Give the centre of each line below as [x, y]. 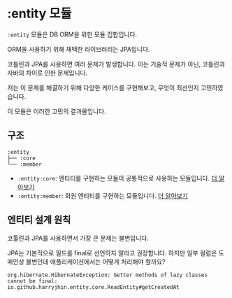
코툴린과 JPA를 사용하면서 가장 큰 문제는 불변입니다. [78, 238]
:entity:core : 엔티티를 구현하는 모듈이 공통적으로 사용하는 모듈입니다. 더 [117, 178]
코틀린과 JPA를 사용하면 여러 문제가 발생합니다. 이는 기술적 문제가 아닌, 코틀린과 [116, 64]
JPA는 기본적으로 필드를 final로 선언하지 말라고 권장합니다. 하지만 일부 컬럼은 [112, 253]
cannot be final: [32, 281]
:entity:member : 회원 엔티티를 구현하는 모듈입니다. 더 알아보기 [103, 195]
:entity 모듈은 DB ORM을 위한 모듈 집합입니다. [72, 34]
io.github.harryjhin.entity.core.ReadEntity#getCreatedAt [93, 287]
